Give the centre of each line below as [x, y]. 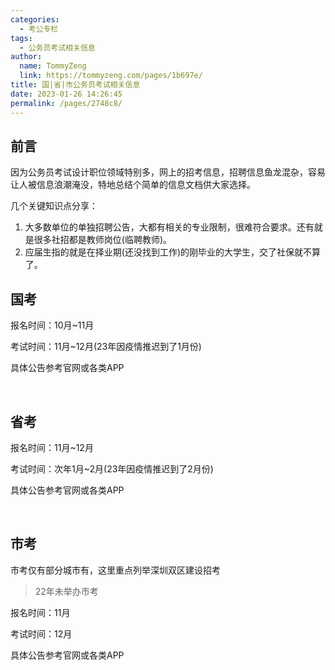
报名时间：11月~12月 [52, 447]
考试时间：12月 [41, 633]
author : [26, 57]
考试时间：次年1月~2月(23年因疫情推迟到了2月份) [112, 468]
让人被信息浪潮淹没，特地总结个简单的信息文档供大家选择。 [133, 185]
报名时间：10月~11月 [52, 325]
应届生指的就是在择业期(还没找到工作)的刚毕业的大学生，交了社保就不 [168, 252]
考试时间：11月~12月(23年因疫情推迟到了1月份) [106, 347]
